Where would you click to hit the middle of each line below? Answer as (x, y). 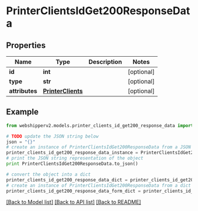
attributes (23, 91)
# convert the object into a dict (49, 174)
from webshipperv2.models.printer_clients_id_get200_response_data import (100, 125)
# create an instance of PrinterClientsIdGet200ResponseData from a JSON (99, 147)
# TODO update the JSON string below (52, 136)
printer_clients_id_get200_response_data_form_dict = (74, 191)
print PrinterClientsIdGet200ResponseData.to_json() (72, 164)
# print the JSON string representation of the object (75, 158)
